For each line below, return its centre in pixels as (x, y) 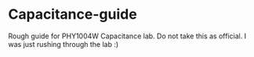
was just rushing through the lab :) (63, 44)
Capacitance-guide (73, 14)
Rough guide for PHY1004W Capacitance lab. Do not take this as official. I (127, 36)
